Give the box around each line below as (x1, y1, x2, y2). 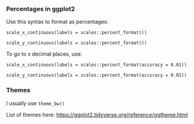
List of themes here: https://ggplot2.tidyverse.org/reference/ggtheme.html (6, 111, 188, 118)
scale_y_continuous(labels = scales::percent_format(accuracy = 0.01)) (6, 72, 187, 78)
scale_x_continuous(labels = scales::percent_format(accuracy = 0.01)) (6, 62, 187, 68)
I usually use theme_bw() (6, 100, 65, 107)
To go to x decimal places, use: (6, 50, 82, 58)
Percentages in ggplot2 (6, 5, 75, 13)
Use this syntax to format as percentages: (6, 18, 109, 26)
